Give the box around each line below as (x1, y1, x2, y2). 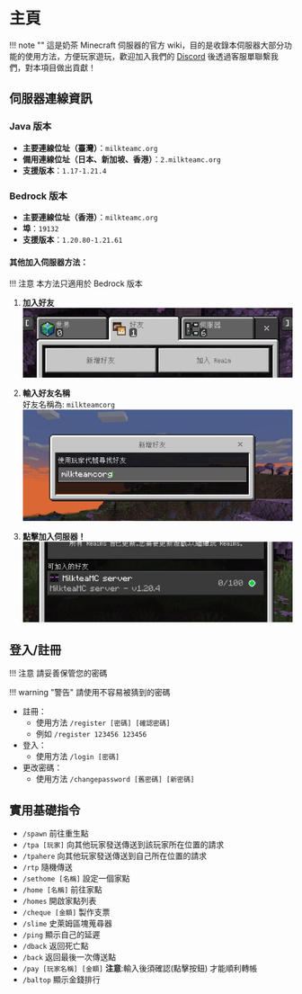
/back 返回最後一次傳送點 (22, 952, 117, 963)
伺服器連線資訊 (9, 91, 93, 106)
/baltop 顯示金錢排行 (22, 974, 101, 985)
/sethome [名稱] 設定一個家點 (22, 873, 130, 884)
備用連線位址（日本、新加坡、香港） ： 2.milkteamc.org (22, 154, 222, 165)
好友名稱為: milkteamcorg (22, 399, 115, 410)
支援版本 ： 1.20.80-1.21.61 (22, 234, 123, 245)
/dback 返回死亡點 (22, 941, 89, 952)
